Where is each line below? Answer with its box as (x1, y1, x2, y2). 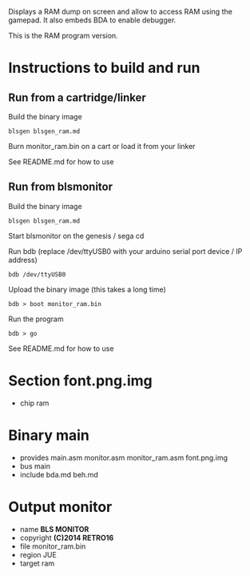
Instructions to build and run (8, 59, 200, 77)
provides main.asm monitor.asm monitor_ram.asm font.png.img (19, 453, 228, 462)
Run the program (8, 314, 64, 324)
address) (8, 255, 38, 264)
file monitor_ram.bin (19, 541, 86, 551)
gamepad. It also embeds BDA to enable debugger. (8, 15, 177, 25)
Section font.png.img (8, 372, 153, 389)
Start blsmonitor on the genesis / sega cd (8, 231, 145, 240)
